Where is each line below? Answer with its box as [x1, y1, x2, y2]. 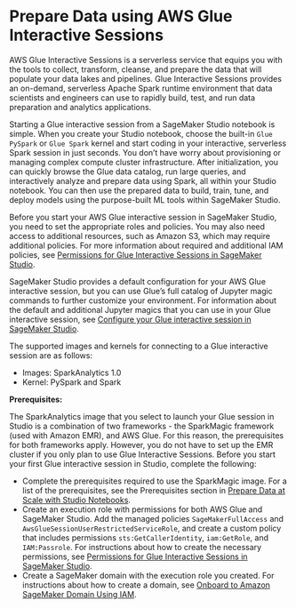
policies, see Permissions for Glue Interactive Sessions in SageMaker [9, 249, 262, 260]
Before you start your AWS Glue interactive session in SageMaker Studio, [9, 212, 277, 222]
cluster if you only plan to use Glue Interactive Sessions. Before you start [9, 449, 276, 460]
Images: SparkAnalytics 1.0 [21, 367, 122, 378]
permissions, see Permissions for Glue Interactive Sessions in [21, 551, 248, 562]
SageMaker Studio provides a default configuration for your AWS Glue [9, 276, 267, 286]
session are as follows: [9, 349, 93, 361]
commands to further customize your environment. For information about [9, 295, 277, 306]
